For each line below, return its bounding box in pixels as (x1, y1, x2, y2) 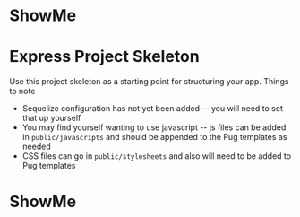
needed (21, 141, 51, 152)
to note (9, 86, 36, 97)
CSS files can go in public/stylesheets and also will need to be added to (21, 151, 292, 161)
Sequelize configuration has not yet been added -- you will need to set (21, 103, 284, 114)
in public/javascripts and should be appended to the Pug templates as (21, 132, 287, 143)
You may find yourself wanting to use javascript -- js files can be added (21, 122, 287, 133)
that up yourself (21, 113, 81, 124)
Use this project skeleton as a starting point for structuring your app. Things (9, 76, 289, 87)
